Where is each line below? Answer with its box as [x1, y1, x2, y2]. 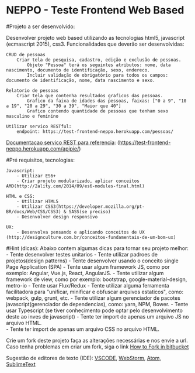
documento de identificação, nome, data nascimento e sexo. [6, 77, 156, 83]
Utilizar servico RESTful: [6, 124, 72, 129]
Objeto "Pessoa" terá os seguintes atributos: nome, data [27, 62, 171, 68]
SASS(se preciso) [68, 208, 111, 214]
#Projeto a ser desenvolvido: [6, 23, 75, 30]
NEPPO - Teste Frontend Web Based [6, 4, 184, 17]
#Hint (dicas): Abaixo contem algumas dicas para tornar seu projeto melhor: [6, 244, 189, 252]
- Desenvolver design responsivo [16, 214, 98, 220]
